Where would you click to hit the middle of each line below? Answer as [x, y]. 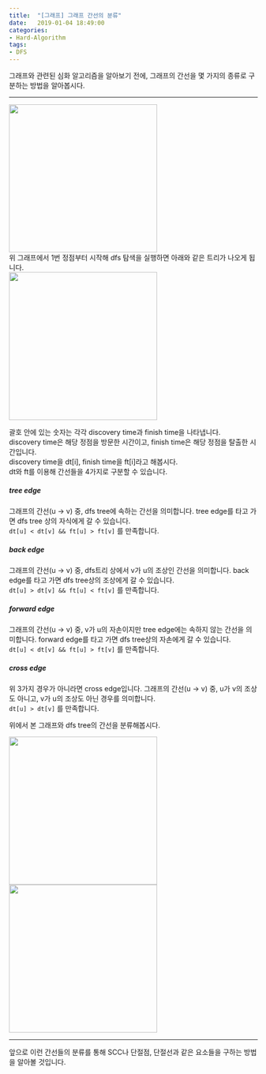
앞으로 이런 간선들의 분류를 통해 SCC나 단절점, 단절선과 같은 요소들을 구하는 [126, 1052]
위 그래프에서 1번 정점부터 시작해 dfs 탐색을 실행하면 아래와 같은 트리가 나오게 [128, 258]
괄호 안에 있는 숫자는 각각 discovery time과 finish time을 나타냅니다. [115, 432]
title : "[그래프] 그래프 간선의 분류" [65, 15]
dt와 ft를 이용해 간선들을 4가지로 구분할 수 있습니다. [88, 472]
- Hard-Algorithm [37, 37]
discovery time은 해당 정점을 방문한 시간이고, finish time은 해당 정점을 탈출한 [129, 442]
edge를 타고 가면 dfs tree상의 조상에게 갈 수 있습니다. [92, 580]
